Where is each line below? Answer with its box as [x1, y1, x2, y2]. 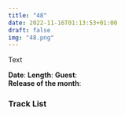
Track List [8, 98, 47, 109]
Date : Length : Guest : [8, 70, 77, 80]
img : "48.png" [8, 33, 55, 42]
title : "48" [8, 11, 47, 20]
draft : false [8, 26, 51, 34]
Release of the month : [8, 79, 82, 88]
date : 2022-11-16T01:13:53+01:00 [8, 19, 118, 27]
